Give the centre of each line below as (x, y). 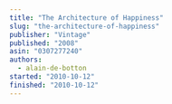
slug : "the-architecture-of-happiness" (85, 26)
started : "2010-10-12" (52, 77)
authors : (26, 60)
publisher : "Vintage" (50, 34)
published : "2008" (44, 43)
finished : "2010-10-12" (54, 85)
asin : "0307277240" (46, 52)
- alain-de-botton (53, 69)
